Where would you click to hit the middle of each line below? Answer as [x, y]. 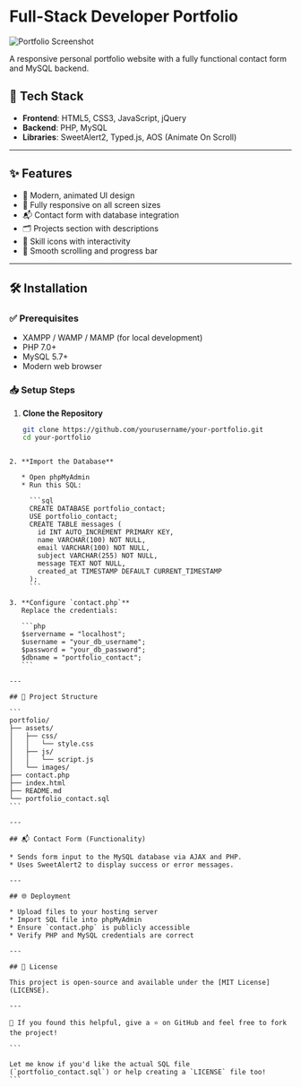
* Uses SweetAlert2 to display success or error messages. [122, 865]
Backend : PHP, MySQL [64, 127]
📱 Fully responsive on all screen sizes [91, 204]
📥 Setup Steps [43, 390]
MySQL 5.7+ [45, 357]
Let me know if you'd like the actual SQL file [100, 1065]
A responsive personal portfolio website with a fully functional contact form [148, 58]
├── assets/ [31, 729]
